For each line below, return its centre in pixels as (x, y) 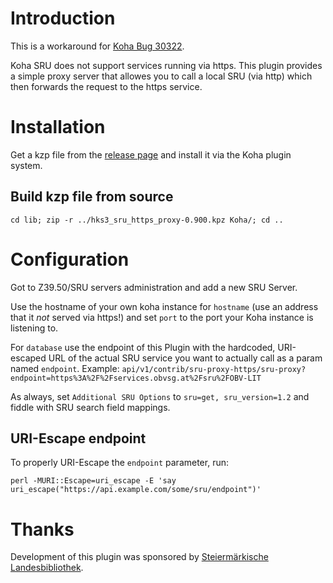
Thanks (42, 529)
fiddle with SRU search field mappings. (90, 407)
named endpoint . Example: (65, 368)
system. (26, 165)
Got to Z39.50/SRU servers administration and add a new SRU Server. (154, 287)
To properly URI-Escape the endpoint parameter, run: (119, 463)
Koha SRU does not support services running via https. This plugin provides (166, 65)
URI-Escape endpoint (78, 438)
